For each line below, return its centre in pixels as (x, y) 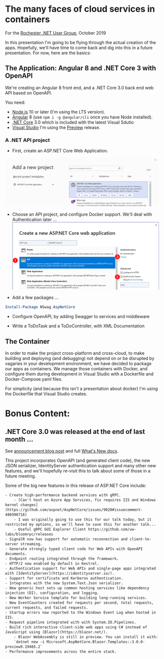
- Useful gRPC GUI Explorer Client (50, 529)
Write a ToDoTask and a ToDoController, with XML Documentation (78, 326)
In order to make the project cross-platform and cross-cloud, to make (75, 353)
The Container (27, 341)
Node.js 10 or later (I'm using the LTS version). (59, 112)
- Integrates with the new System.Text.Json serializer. (64, 583)
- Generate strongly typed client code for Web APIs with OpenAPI (74, 549)
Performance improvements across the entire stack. (63, 652)
